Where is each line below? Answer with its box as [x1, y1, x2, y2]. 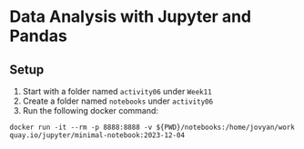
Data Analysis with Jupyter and [9, 6, 252, 27]
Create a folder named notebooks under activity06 [22, 95, 214, 106]
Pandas [9, 25, 68, 46]
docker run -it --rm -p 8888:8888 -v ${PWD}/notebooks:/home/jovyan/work [9, 123, 296, 132]
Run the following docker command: [22, 105, 159, 115]
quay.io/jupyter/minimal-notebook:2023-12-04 [9, 131, 185, 140]
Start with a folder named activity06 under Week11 [22, 86, 212, 96]
